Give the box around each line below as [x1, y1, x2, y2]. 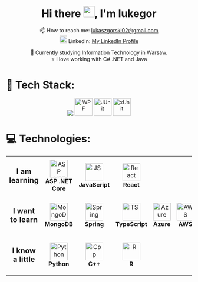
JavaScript [78, 180, 110, 188]
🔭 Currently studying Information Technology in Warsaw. [30, 49, 168, 56]
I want [12, 206, 35, 216]
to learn [9, 215, 38, 225]
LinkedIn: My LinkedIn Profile [68, 37, 139, 44]
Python [48, 260, 70, 268]
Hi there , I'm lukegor [41, 7, 157, 21]
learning [9, 175, 39, 185]
